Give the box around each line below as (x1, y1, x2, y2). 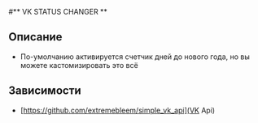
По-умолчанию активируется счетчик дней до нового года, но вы (20, 52, 251, 61)
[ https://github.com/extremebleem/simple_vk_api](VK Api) (20, 105, 216, 115)
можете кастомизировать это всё (20, 60, 138, 70)
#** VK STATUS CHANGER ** (8, 7, 108, 16)
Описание (8, 30, 63, 44)
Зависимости (8, 84, 81, 98)
